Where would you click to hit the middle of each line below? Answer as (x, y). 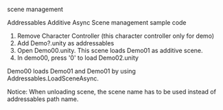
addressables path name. (43, 99)
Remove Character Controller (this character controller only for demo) (116, 36)
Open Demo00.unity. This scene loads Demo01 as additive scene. (110, 51)
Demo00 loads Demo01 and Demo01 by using (71, 71)
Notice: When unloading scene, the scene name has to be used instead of (111, 92)
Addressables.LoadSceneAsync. (53, 78)
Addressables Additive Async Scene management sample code (97, 22)
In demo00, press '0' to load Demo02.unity (78, 58)
